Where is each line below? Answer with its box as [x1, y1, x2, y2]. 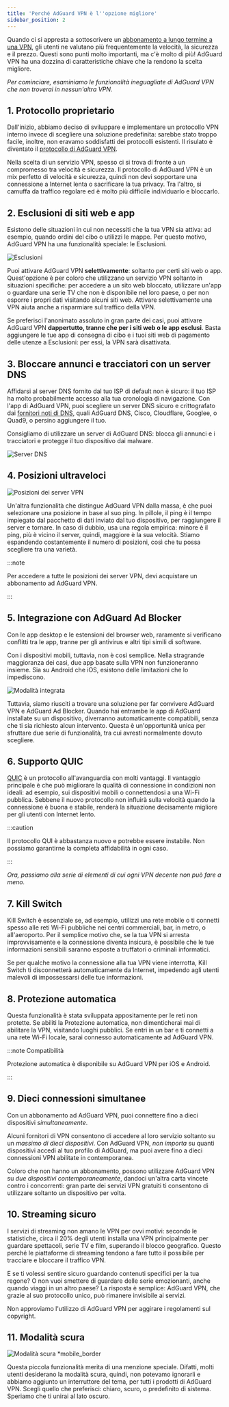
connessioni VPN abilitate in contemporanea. [7, 1153, 134, 1161]
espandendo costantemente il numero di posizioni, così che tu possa [7, 538, 201, 546]
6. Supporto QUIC [7, 755, 83, 767]
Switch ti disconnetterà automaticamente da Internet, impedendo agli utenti [7, 966, 219, 974]
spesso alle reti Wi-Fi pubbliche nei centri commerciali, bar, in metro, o [7, 923, 206, 932]
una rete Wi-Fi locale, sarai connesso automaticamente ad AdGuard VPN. [7, 1033, 214, 1041]
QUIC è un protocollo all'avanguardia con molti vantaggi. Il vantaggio [7, 774, 201, 782]
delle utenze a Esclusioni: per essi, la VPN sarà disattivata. [7, 338, 172, 346]
